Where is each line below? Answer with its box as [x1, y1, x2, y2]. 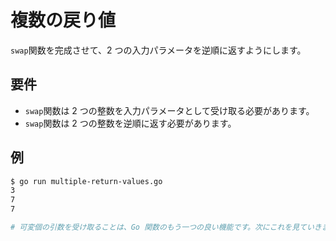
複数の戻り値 [10, 9, 117, 32]
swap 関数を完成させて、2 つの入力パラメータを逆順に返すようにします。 [10, 44, 307, 56]
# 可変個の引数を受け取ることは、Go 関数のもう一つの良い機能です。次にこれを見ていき [10, 222, 322, 233]
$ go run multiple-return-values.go [10, 176, 163, 186]
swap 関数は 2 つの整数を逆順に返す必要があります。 [24, 117, 237, 129]
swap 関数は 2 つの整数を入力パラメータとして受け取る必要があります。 [24, 104, 315, 116]
